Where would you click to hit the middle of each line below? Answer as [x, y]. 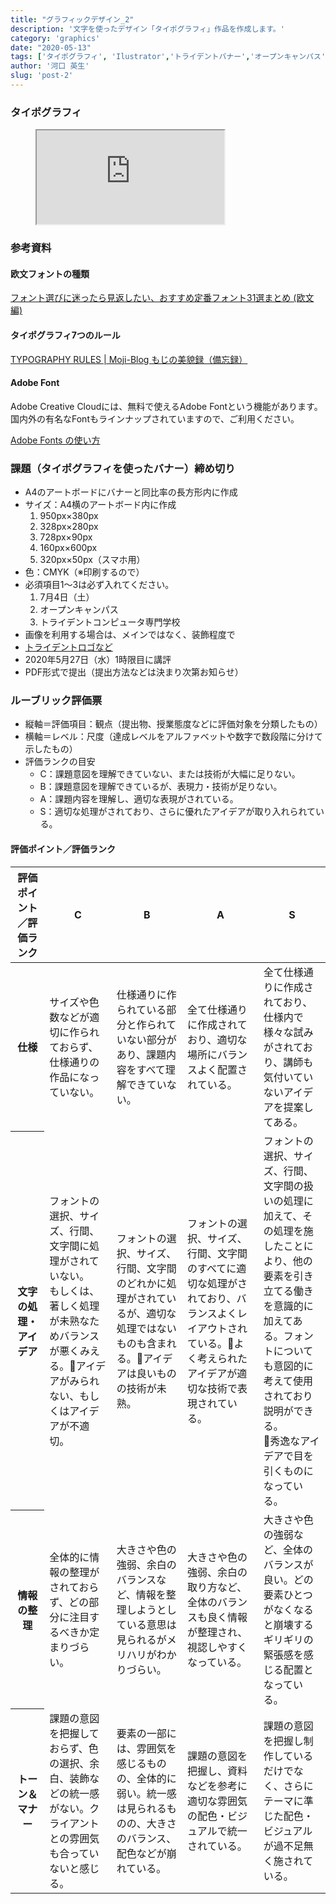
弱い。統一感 [146, 1793]
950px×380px [69, 515]
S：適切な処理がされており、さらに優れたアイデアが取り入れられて [178, 812]
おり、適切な [217, 1039]
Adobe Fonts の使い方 [55, 440]
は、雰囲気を [146, 1748]
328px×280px [69, 526]
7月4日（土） [67, 597]
